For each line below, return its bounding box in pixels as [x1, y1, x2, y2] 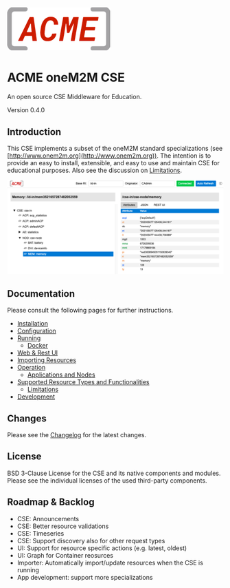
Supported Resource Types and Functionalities [16, 378, 150, 386]
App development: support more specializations [16, 573, 153, 581]
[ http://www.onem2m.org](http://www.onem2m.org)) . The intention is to [7, 151, 211, 160]
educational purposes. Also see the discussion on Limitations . [7, 166, 182, 174]
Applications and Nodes [27, 370, 95, 379]
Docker [27, 342, 48, 350]
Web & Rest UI [16, 348, 58, 357]
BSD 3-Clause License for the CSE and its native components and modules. [7, 469, 221, 477]
